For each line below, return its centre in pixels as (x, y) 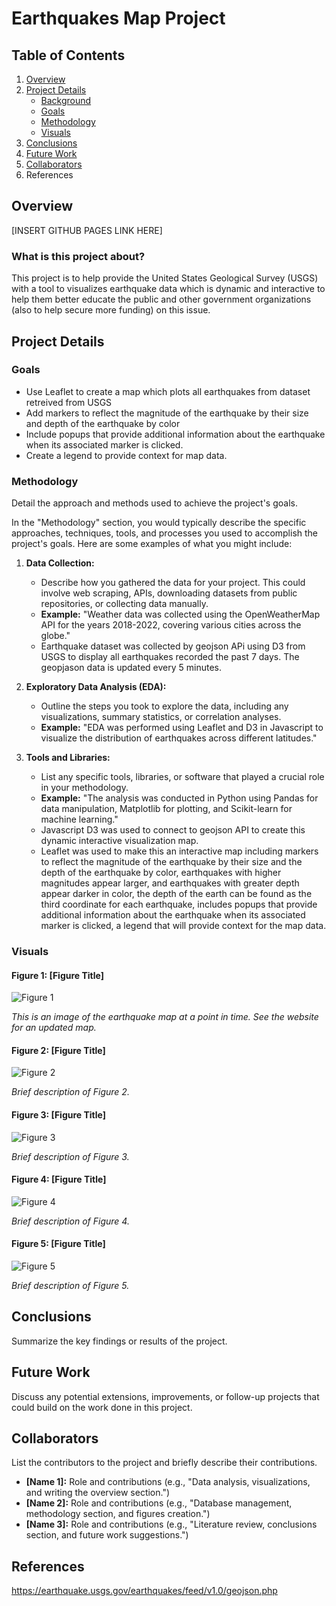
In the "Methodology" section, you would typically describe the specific (159, 523)
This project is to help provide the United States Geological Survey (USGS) (165, 278)
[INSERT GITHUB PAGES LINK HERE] (87, 230)
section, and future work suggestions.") (107, 1535)
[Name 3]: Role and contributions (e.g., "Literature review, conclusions (171, 1524)
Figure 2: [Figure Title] (58, 1050)
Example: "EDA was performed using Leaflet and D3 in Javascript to (182, 728)
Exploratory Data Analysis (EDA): (96, 687)
